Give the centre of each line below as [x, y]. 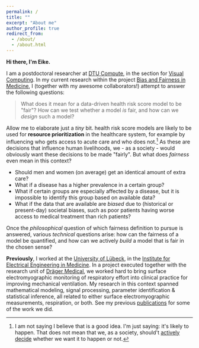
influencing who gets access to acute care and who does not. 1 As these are [98, 141]
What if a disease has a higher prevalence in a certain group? [89, 184]
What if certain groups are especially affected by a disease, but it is [97, 191]
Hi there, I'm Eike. [28, 62]
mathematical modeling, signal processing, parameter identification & [91, 290]
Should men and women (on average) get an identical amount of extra [100, 172]
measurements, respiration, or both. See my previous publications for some [98, 302]
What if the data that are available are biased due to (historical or [94, 203]
